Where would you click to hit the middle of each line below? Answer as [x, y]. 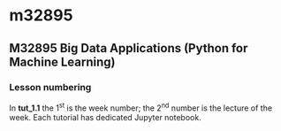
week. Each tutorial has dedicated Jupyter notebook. [105, 117]
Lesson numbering [50, 87]
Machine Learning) [62, 62]
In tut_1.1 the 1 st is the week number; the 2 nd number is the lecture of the [140, 107]
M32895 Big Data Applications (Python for [129, 48]
